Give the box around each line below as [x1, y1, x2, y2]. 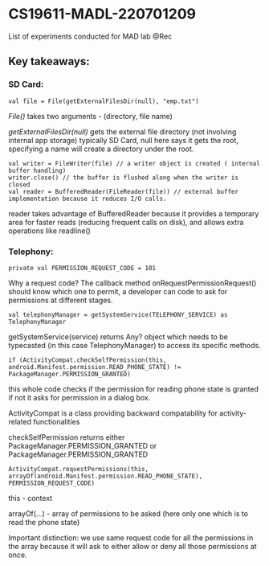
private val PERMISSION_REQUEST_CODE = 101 [8, 264, 157, 272]
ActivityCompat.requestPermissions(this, [8, 465, 149, 473]
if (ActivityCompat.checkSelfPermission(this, [8, 355, 167, 364]
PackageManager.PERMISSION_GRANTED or [8, 441, 157, 450]
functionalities [33, 416, 80, 426]
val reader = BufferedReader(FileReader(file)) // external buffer [8, 187, 239, 195]
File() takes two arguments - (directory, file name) [8, 111, 173, 121]
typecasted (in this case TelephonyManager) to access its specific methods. [8, 340, 261, 350]
